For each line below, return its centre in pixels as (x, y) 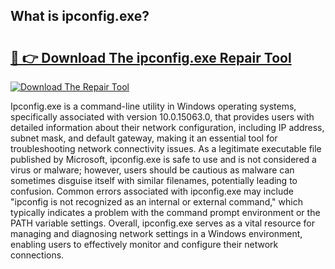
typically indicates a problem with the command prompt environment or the (165, 212)
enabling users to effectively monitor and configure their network (144, 244)
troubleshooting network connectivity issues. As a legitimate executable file (166, 148)
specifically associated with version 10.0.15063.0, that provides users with (162, 117)
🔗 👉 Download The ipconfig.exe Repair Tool (151, 57)
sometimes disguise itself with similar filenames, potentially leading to (154, 180)
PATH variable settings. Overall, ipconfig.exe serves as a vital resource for (162, 223)
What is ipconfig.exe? (80, 16)
